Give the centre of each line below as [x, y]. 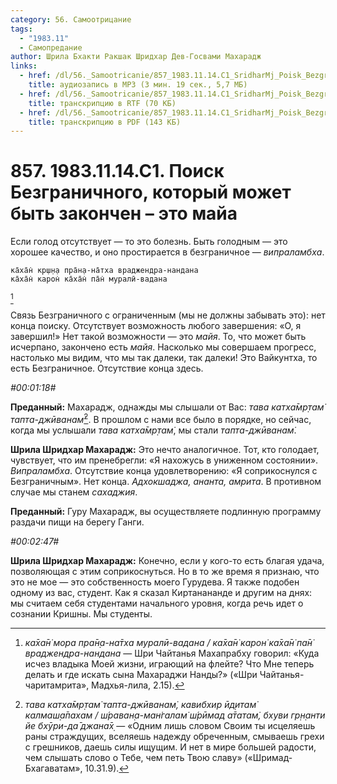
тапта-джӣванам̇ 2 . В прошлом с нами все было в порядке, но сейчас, [161, 418]
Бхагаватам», [53, 768]
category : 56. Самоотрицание [71, 19]
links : [24, 66]
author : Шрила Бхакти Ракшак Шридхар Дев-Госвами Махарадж [136, 57]
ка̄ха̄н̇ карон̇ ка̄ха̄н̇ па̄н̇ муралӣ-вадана [89, 279]
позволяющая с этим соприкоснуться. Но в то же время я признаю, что [165, 571]
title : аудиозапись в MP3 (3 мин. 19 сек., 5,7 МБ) [138, 85]
